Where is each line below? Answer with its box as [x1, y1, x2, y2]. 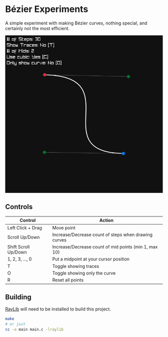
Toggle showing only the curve [52, 270, 116, 276]
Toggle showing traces [52, 263, 99, 269]
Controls [5, 202, 33, 211]
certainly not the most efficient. [5, 25, 70, 31]
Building [5, 292, 31, 301]
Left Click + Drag [7, 224, 42, 230]
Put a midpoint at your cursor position [52, 256, 130, 262]
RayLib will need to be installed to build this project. [5, 306, 111, 312]
